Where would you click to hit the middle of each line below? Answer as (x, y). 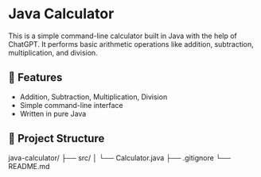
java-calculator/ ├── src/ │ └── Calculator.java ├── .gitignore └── (119, 158)
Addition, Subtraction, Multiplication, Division (93, 97)
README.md (29, 166)
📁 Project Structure (56, 139)
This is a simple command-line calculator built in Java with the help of (123, 36)
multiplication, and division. (53, 52)
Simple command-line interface (71, 105)
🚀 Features (35, 77)
